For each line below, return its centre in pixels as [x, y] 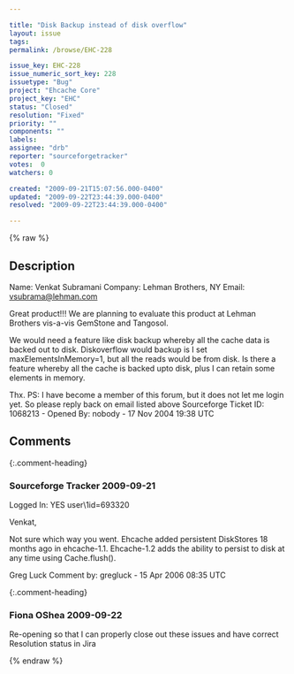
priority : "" [33, 123]
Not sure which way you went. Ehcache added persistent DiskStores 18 [139, 540]
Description [42, 266]
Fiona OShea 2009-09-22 [66, 615]
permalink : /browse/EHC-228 [61, 50]
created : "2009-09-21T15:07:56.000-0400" [87, 188]
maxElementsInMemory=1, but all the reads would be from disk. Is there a [143, 358]
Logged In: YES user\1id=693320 [69, 505]
